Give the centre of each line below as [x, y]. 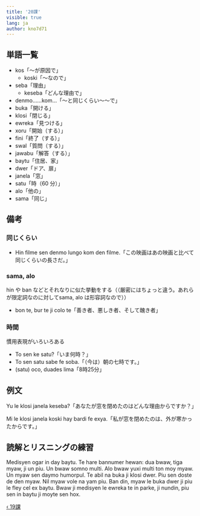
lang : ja [17, 23]
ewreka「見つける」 [40, 123]
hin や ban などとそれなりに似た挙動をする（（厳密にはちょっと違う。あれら [100, 290]
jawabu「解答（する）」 [44, 153]
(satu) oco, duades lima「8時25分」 [60, 369]
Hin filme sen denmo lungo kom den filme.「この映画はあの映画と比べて [105, 252]
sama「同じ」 [32, 199]
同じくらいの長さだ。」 [43, 260]
